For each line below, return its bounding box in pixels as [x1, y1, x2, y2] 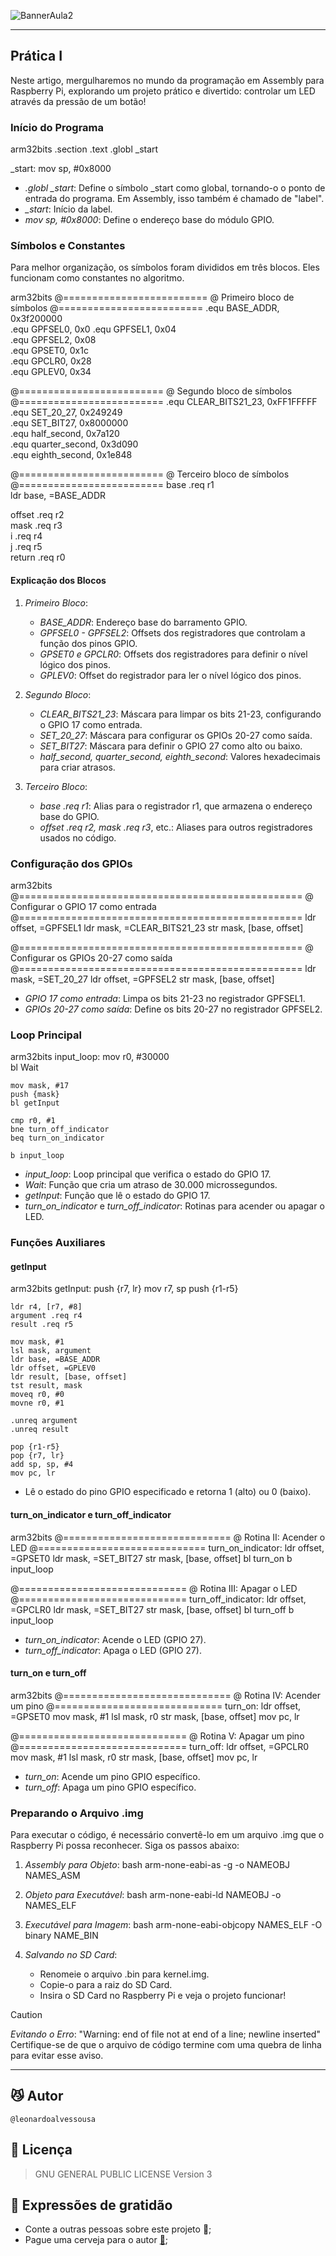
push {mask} [10, 1090, 60, 1100]
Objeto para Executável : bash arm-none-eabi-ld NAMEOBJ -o [24, 1889, 282, 1901]
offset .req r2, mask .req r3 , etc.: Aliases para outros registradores [39, 821, 313, 833]
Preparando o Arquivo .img [10, 1806, 144, 1820]
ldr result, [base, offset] [10, 1372, 128, 1382]
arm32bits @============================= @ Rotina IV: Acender [10, 1689, 321, 1701]
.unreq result [10, 1425, 70, 1435]
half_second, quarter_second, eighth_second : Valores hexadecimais [39, 750, 321, 762]
